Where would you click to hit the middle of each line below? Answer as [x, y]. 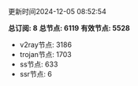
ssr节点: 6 [36, 74]
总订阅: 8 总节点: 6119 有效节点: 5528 [69, 28]
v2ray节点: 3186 [46, 45]
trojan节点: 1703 [46, 54]
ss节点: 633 [39, 64]
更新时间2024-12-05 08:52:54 [57, 11]
